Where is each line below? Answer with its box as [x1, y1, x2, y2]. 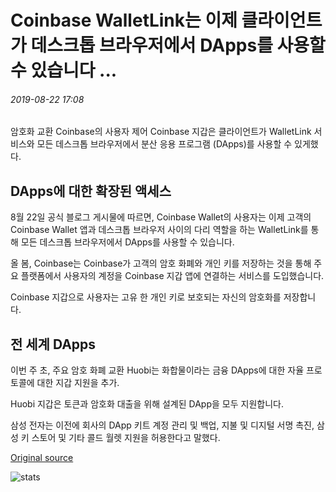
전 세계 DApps [10, 336, 97, 353]
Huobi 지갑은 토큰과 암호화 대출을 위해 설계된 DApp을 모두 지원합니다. [10, 398, 284, 410]
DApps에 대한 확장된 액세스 [10, 182, 172, 200]
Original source [10, 452, 74, 464]
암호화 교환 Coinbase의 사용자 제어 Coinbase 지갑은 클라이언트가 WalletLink [10, 126, 312, 138]
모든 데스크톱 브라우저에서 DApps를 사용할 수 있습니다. [20, 236, 235, 248]
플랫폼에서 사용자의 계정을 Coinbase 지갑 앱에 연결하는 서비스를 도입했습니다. [20, 270, 325, 282]
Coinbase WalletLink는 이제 [10, 9, 238, 32]
